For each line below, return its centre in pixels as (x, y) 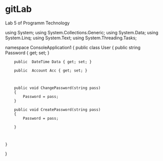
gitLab (19, 9)
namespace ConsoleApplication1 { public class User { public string (73, 47)
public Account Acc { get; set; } (51, 71)
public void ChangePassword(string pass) (57, 88)
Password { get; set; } (27, 53)
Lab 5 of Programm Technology (37, 23)
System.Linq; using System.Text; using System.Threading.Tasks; (71, 38)
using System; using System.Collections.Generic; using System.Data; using (82, 32)
